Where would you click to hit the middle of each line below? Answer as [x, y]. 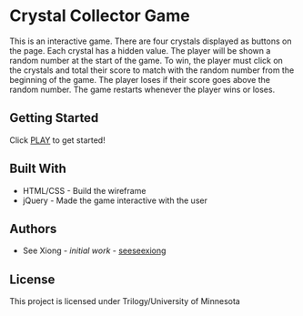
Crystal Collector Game [100, 16]
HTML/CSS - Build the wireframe [84, 190]
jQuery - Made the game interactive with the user [115, 200]
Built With [38, 169]
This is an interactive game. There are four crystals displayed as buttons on [151, 41]
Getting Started [54, 118]
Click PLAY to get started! [58, 140]
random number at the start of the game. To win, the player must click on [146, 60]
